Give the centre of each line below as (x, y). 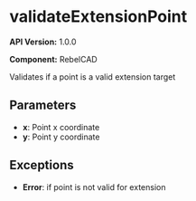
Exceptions (42, 165)
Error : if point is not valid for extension (94, 187)
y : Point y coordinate (61, 137)
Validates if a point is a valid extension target (93, 77)
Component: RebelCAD (53, 59)
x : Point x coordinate (61, 127)
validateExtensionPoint (98, 17)
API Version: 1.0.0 (43, 42)
